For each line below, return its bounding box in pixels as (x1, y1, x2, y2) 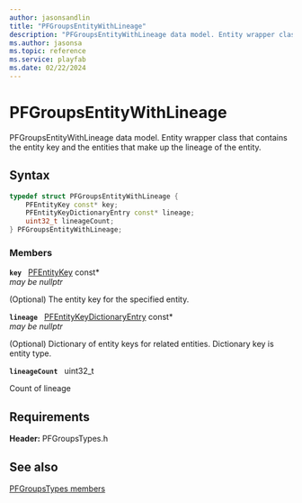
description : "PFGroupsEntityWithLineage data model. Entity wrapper (9, 30, 276, 39)
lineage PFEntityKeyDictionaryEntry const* (9, 312, 173, 323)
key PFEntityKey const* (9, 267, 101, 278)
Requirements (9, 409, 90, 425)
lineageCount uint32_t (9, 366, 94, 377)
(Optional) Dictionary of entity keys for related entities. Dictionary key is (9, 339, 274, 350)
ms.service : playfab (9, 55, 87, 64)
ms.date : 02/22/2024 (9, 64, 87, 73)
